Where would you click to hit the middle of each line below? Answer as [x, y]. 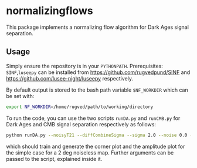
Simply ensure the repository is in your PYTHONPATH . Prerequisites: [84, 66]
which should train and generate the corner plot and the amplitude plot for [96, 146]
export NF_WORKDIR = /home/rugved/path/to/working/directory [80, 107]
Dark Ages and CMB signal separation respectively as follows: [81, 124]
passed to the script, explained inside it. [54, 159]
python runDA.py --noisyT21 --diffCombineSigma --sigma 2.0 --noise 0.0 [97, 135]
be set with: [20, 96]
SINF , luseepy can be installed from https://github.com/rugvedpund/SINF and [98, 72]
